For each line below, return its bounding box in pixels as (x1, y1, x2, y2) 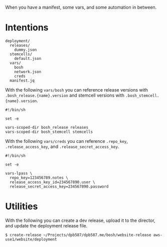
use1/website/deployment (5, 236, 57, 242)
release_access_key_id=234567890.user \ (10, 180, 95, 185)
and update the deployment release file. (5, 222, 88, 228)
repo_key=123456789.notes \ (10, 175, 69, 180)
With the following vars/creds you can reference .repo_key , (5, 138, 128, 144)
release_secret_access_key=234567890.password (10, 184, 109, 189)
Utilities (5, 201, 38, 212)
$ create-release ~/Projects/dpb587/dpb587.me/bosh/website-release (5, 232, 151, 237)
